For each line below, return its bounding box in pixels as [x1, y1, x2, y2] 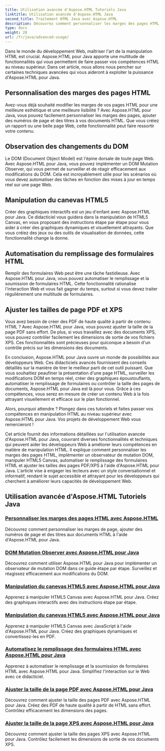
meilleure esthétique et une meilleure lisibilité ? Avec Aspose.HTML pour [5, 107, 151, 113]
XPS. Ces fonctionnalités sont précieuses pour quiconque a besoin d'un [5, 339, 151, 345]
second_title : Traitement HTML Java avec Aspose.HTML [5, 16, 118, 21]
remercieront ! [5, 421, 34, 427]
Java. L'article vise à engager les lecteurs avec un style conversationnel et [5, 467, 156, 473]
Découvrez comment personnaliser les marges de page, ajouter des [5, 526, 143, 532]
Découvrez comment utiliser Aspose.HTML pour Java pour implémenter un [5, 560, 157, 566]
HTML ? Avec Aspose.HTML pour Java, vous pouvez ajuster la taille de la [5, 323, 153, 329]
